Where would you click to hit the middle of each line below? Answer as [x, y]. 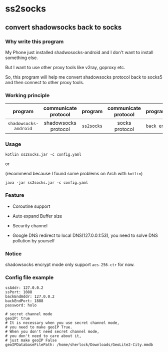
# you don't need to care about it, [43, 336]
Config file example [29, 277]
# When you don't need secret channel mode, [52, 332]
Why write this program [34, 42]
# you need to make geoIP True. [39, 327]
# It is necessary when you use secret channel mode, [62, 323]
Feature [15, 195]
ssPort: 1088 [19, 292]
